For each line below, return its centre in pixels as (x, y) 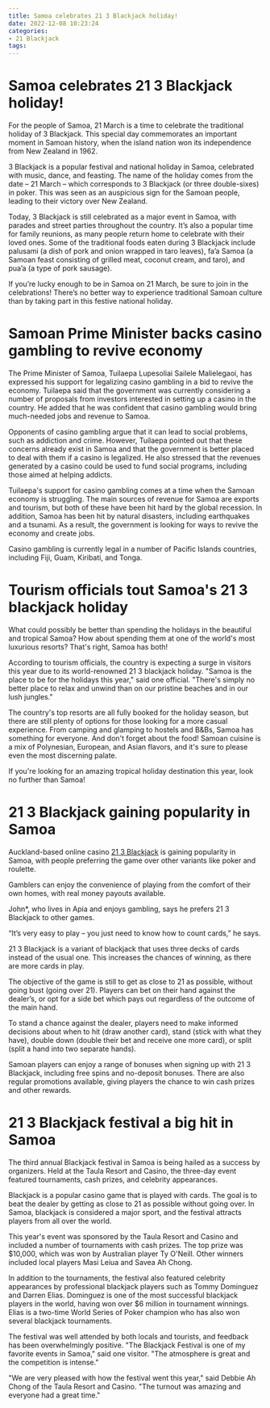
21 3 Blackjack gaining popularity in (129, 812)
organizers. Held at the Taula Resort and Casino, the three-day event (123, 1171)
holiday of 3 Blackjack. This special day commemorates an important (123, 134)
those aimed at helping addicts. (60, 475)
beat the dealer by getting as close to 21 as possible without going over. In (132, 1204)
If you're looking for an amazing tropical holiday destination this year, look (131, 771)
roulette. (22, 868)
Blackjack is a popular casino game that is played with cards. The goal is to (133, 1195)
